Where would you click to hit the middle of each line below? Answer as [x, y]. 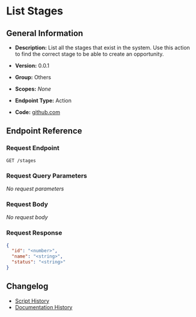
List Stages [35, 11]
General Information [45, 33]
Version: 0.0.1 [32, 65]
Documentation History [44, 307]
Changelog [27, 286]
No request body [27, 217]
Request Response [34, 233]
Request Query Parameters [47, 175]
